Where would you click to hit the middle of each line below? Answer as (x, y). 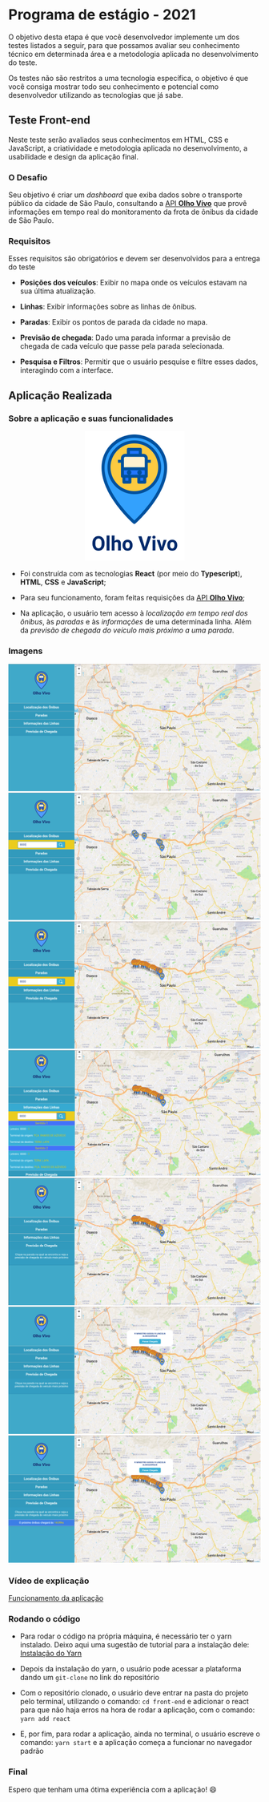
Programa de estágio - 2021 (102, 15)
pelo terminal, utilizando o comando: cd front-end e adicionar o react (134, 1702)
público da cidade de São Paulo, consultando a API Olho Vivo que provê (128, 204)
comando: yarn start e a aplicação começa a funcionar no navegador (136, 1743)
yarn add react (45, 1719)
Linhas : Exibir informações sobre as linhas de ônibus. (108, 307)
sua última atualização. (58, 291)
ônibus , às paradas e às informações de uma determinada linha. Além (136, 622)
